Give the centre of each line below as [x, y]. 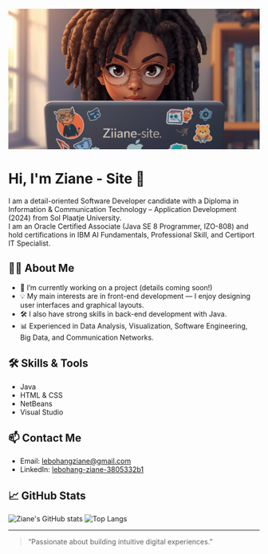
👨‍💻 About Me [41, 268]
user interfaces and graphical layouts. [82, 305]
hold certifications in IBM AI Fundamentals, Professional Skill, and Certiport [132, 234]
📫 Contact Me [45, 438]
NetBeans [36, 403]
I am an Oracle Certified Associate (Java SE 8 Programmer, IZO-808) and [128, 226]
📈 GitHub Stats [47, 495]
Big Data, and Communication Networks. [87, 337]
